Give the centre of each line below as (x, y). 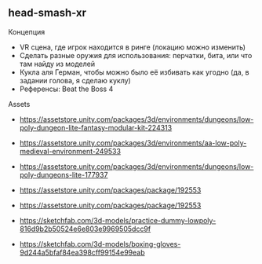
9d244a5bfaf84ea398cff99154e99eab (82, 252)
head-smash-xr (47, 13)
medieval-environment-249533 (70, 151)
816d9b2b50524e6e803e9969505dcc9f (85, 229)
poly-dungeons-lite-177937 (64, 174)
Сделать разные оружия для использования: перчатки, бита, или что (136, 55)
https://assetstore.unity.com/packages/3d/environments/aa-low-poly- (133, 143)
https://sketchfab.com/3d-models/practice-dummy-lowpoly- (118, 220)
